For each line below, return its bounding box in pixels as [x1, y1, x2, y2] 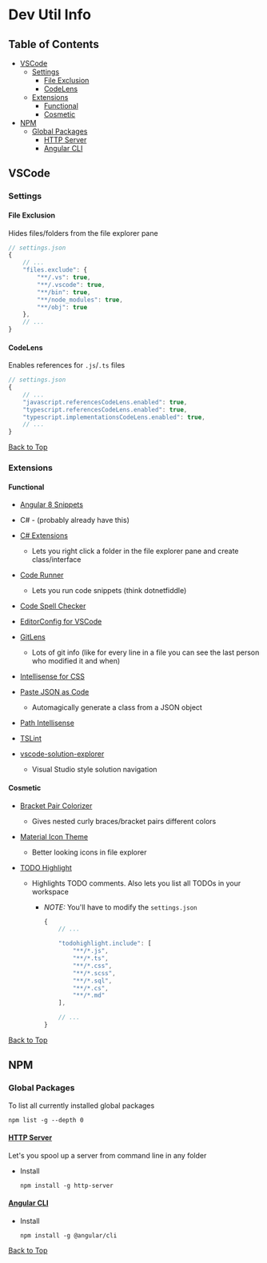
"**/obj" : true [37, 303, 88, 311]
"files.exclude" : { [22, 266, 88, 274]
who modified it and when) [31, 656, 121, 666]
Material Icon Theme [19, 831, 89, 841]
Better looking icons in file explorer [31, 847, 147, 857]
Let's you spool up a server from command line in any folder [8, 1150, 207, 1160]
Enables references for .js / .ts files [8, 361, 126, 370]
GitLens [19, 632, 46, 642]
